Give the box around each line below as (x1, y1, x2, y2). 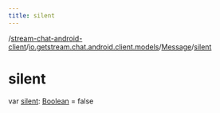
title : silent (8, 11, 56, 20)
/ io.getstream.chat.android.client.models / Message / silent (26, 41, 212, 52)
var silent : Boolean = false (8, 96, 94, 106)
